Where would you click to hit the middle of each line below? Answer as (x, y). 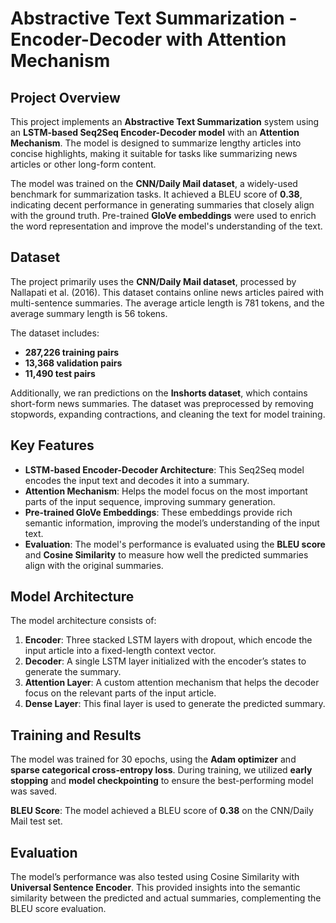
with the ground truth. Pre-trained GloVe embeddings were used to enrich (163, 215)
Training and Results (76, 735)
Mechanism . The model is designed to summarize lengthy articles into (156, 143)
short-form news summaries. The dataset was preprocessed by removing (162, 403)
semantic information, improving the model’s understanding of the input (172, 523)
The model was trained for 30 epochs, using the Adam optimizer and (153, 759)
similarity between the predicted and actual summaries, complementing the (166, 898)
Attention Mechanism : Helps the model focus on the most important (166, 491)
